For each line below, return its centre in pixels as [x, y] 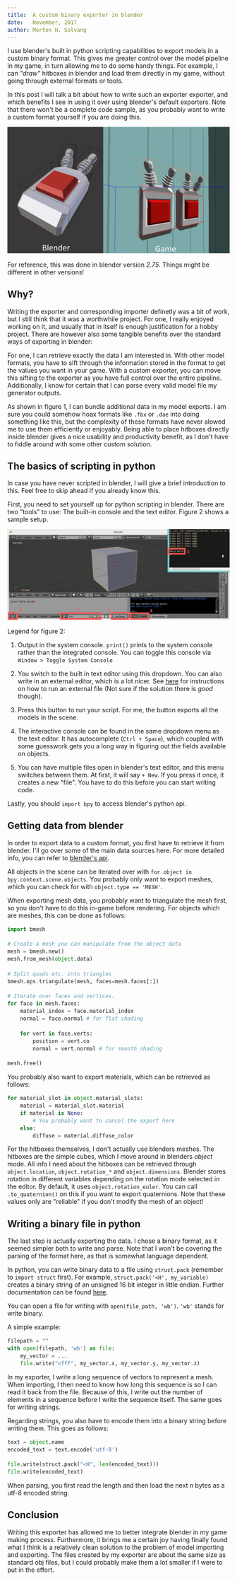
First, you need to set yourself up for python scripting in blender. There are [116, 504]
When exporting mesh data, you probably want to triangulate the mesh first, [117, 900]
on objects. [34, 753]
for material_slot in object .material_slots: [75, 1099]
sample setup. [28, 519]
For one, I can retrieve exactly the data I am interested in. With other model [116, 355]
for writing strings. [34, 1407]
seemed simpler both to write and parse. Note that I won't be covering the [115, 1249]
